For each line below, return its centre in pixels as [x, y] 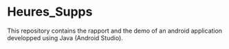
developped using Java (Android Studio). [65, 37]
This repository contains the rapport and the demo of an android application [115, 31]
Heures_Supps [50, 12]
